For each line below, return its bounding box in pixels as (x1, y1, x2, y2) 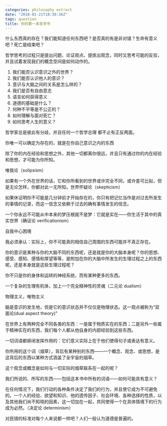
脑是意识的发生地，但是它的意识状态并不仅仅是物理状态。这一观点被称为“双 (5, 304, 160, 310)
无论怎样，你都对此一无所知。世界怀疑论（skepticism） (9, 184, 123, 190)
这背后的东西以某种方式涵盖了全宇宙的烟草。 (5, 354, 97, 361)
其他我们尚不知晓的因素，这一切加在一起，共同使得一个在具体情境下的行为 (9, 399, 162, 405)
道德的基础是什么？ (12, 100, 52, 106)
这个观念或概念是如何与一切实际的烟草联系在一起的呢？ (5, 365, 118, 371)
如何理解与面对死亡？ (12, 112, 56, 118)
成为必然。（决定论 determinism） (5, 405, 74, 411)
